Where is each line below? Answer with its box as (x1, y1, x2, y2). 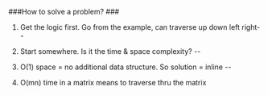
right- (241, 23, 261, 31)
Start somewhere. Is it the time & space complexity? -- (19, 47, 201, 56)
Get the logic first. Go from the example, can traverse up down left (19, 23, 240, 31)
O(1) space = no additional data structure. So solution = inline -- (19, 62, 232, 72)
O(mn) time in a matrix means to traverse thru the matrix (19, 78, 207, 87)
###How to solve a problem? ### (8, 7, 120, 16)
